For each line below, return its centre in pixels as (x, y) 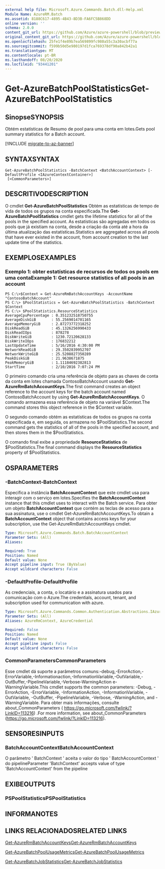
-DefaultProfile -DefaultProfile (41, 582)
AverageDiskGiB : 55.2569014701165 (48, 320)
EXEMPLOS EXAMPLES (41, 258)
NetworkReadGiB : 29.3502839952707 (48, 350)
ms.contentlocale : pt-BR (30, 55)
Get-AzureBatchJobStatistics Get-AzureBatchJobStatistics (64, 861)
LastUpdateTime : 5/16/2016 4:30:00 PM (52, 346)
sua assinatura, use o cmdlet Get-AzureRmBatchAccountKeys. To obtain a (79, 514)
